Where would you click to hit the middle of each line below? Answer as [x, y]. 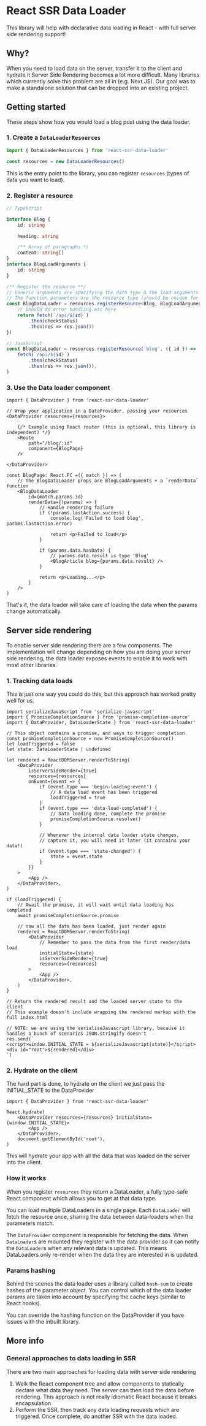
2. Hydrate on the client [42, 1070]
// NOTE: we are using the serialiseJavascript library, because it [96, 1028]
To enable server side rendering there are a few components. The [90, 645]
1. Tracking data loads [40, 681]
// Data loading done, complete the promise [108, 814]
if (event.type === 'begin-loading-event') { [98, 787]
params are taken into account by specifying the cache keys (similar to [96, 1297]
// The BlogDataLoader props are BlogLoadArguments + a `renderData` [108, 481]
